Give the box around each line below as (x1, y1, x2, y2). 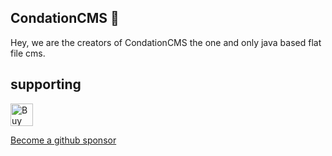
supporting (10, 76, 82, 93)
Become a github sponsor (10, 134, 117, 146)
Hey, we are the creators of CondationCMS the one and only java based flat (10, 36, 322, 48)
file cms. (10, 47, 46, 59)
